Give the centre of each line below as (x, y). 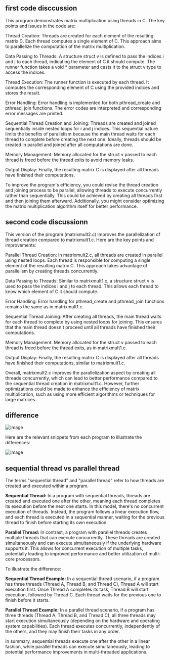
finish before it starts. (28, 600)
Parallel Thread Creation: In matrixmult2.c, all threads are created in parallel (84, 255)
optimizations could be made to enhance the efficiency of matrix (73, 389)
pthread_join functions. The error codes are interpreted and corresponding (83, 108)
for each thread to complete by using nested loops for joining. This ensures (84, 322)
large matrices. (21, 399)
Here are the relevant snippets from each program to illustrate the (74, 437)
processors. (28, 559)
